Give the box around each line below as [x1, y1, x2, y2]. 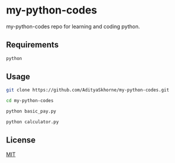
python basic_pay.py [6, 108, 57, 114]
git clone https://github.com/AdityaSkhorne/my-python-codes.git [6, 87, 169, 93]
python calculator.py [6, 119, 59, 125]
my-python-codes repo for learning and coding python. [6, 23, 140, 30]
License [6, 135, 36, 145]
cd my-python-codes [6, 98, 54, 104]
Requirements [6, 40, 59, 50]
